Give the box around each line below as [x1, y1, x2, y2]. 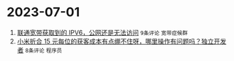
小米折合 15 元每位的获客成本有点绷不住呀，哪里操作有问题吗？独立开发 [16, 36, 227, 46]
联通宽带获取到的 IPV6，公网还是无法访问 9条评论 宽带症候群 [16, 28, 188, 36]
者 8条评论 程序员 [16, 46, 63, 54]
